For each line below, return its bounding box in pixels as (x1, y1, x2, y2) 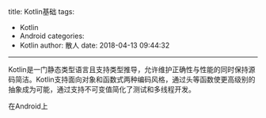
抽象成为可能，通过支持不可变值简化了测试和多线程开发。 (8, 85, 196, 93)
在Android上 (8, 101, 48, 111)
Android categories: (19, 31, 85, 40)
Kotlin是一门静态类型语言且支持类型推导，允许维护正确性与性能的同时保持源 (8, 65, 256, 74)
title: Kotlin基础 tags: (8, 7, 75, 16)
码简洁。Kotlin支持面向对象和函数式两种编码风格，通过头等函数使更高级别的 (8, 74, 256, 84)
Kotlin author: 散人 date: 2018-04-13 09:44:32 (19, 40, 170, 50)
